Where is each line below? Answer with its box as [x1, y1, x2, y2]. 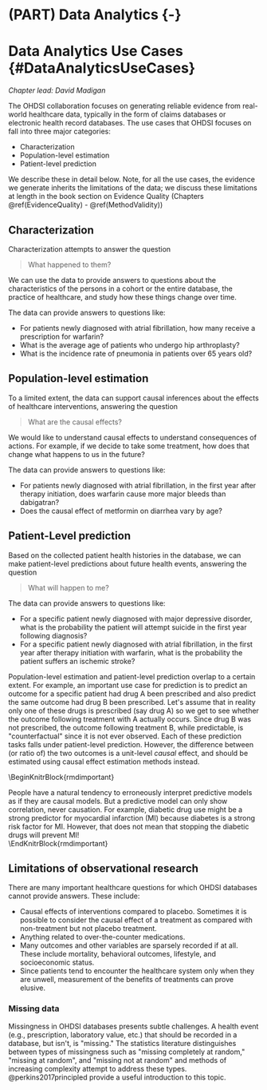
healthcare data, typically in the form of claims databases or [28, 109, 226, 119]
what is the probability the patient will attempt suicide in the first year [19, 622, 247, 632]
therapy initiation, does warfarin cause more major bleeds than [19, 489, 226, 499]
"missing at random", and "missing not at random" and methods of [8, 1055, 227, 1064]
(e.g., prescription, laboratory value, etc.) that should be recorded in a [8, 1029, 238, 1040]
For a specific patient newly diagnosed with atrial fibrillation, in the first [19, 639, 253, 649]
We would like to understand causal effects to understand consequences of [8, 432, 257, 442]
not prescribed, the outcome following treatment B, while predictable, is [8, 722, 244, 732]
